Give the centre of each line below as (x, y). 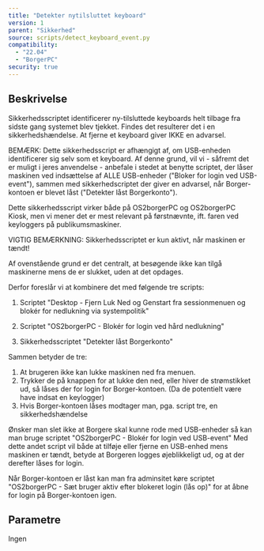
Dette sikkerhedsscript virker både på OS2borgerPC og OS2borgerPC (122, 207)
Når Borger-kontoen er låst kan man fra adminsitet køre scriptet (111, 478)
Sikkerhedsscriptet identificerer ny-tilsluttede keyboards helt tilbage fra (124, 118)
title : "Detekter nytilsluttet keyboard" (77, 15)
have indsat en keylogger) (62, 397)
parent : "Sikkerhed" (42, 30)
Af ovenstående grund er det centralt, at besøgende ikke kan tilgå (115, 263)
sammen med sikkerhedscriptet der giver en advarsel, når (130, 183)
